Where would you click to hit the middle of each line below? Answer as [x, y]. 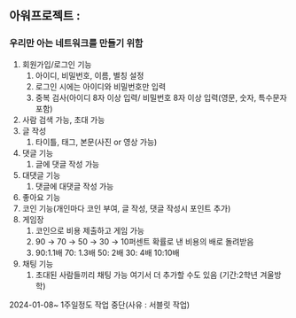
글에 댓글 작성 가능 [67, 164]
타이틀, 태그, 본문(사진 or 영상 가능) [96, 142]
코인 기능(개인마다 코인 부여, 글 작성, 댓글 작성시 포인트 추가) [126, 208]
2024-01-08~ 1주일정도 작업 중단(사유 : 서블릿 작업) [100, 305]
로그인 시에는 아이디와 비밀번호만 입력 [101, 86]
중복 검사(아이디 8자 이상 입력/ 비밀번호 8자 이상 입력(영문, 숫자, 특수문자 [161, 97]
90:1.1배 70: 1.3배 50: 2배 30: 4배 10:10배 [107, 252]
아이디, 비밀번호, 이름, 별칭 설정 [90, 75]
